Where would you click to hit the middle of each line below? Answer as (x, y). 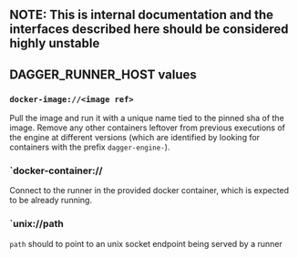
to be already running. (51, 201)
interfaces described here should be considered (149, 30)
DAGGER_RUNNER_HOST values (103, 74)
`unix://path (36, 224)
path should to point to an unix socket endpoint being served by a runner (146, 243)
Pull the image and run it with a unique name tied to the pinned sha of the (147, 119)
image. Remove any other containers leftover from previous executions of (147, 128)
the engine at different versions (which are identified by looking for (135, 138)
